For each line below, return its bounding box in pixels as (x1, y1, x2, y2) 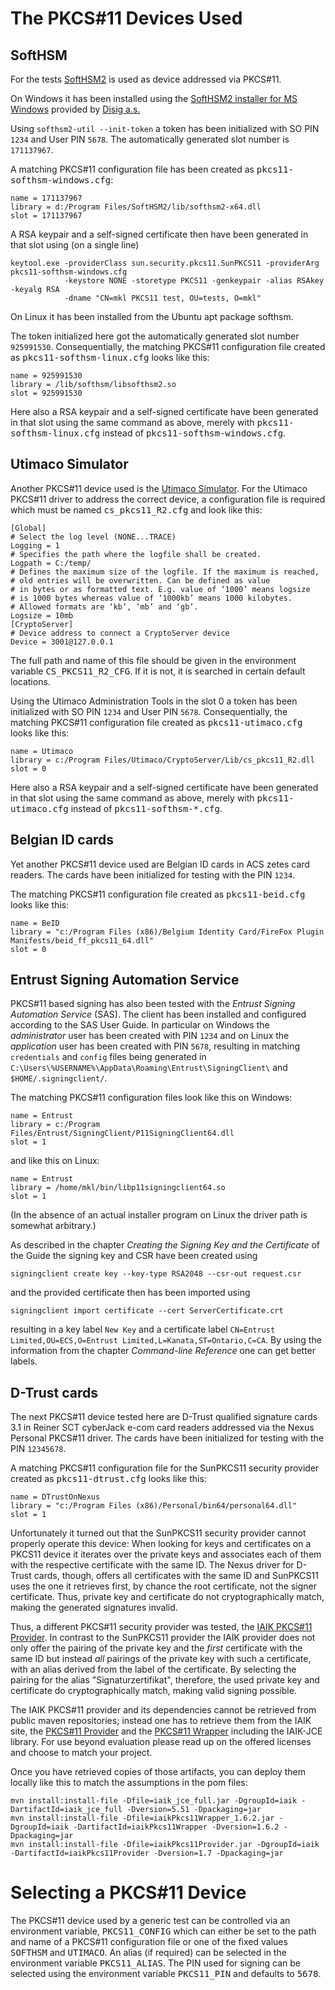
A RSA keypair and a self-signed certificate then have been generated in (10, 228, 309, 240)
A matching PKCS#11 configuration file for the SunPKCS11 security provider (10, 1462, 320, 1474)
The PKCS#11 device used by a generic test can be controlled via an (10, 1915, 291, 1927)
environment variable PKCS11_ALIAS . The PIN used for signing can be (10, 1957, 302, 1969)
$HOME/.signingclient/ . (10, 1072, 108, 1084)
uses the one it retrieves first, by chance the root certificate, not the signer (10, 1580, 318, 1592)
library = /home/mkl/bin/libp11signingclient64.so (10, 1183, 226, 1193)
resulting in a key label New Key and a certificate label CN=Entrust (10, 1323, 276, 1336)
